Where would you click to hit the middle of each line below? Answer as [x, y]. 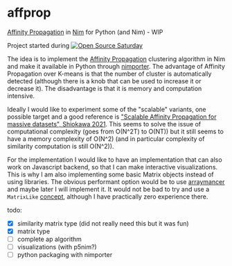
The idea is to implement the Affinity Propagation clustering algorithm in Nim [116, 59]
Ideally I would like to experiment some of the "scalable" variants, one [107, 109]
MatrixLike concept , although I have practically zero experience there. [108, 197]
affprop [29, 13]
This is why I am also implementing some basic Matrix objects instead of [110, 174]
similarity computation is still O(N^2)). [61, 146]
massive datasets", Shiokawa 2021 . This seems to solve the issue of [104, 124]
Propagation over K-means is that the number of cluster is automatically [109, 74]
